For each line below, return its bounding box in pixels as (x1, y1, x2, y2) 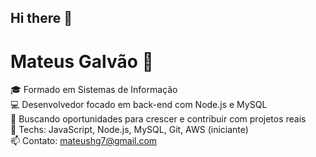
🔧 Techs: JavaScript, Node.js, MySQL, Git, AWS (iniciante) (10, 124, 249, 136)
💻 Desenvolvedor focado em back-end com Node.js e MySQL (10, 99, 268, 111)
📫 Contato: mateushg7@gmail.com (10, 135, 158, 147)
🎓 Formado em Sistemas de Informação (10, 84, 178, 96)
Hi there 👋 (10, 10, 73, 27)
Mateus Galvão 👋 (10, 50, 154, 73)
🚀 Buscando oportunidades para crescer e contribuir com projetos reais (10, 113, 307, 125)
